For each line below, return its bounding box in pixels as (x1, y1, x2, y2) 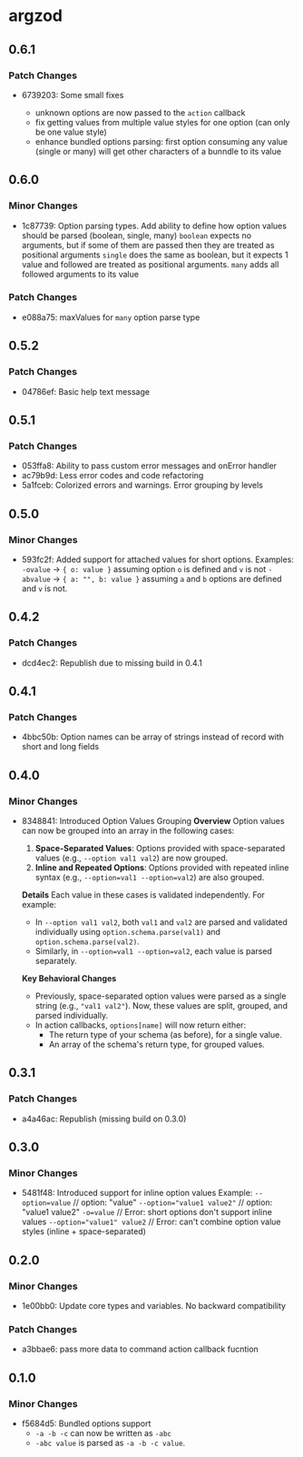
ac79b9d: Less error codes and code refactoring (21, 470, 204, 481)
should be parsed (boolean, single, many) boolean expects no (21, 229, 251, 241)
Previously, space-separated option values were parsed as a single (34, 990, 287, 1001)
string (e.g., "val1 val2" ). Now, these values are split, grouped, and (34, 1000, 288, 1010)
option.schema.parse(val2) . (34, 936, 140, 947)
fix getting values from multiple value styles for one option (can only (34, 116, 290, 127)
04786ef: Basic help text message (21, 386, 151, 397)
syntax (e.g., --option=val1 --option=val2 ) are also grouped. (34, 871, 265, 882)
